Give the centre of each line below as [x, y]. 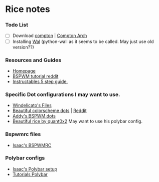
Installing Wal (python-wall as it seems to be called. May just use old [83, 41]
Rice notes [28, 9]
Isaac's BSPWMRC [32, 145]
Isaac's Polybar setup [35, 169]
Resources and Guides [33, 60]
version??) [23, 47]
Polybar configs [25, 158]
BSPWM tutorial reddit [35, 76]
